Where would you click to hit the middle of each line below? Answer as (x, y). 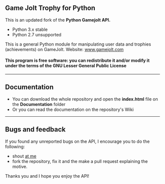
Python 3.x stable (30, 29)
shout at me (24, 156)
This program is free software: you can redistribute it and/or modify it (77, 60)
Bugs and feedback (35, 130)
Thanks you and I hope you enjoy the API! (47, 176)
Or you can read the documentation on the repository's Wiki (73, 109)
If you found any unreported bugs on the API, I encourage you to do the (77, 141)
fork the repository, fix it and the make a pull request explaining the (80, 161)
